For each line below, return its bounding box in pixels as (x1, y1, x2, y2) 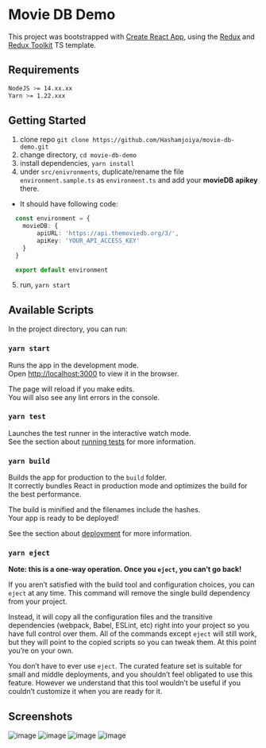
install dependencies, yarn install (19, 159, 135, 168)
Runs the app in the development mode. (8, 360, 139, 370)
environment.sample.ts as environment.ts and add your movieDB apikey (19, 175, 258, 185)
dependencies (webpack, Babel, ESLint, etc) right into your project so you (8, 621, 250, 630)
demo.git (19, 143, 49, 152)
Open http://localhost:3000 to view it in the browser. (8, 368, 179, 378)
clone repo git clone (19, 135, 90, 145)
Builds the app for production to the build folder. (8, 472, 168, 482)
